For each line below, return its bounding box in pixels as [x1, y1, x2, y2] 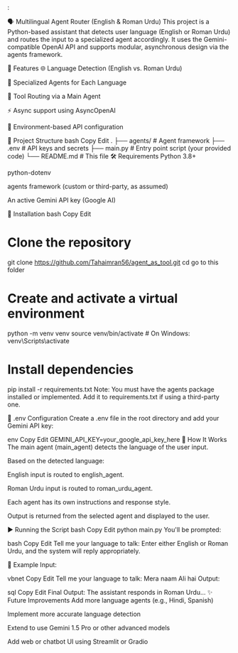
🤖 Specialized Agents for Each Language [7, 78, 126, 87]
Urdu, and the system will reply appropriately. [7, 546, 141, 555]
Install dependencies [7, 362, 134, 378]
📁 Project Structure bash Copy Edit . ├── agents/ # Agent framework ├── [7, 136, 225, 145]
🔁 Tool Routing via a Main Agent [7, 92, 101, 100]
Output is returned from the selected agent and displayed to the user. [7, 512, 210, 520]
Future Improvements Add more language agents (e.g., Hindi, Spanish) [7, 595, 214, 604]
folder [7, 265, 25, 274]
